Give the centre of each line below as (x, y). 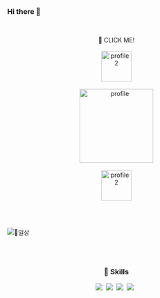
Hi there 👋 (24, 11)
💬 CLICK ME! (116, 40)
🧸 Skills (116, 272)
